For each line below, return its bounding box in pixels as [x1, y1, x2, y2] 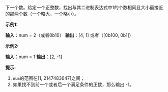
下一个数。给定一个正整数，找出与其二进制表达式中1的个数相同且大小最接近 [5, 5, 163, 10]
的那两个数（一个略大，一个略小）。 [5, 11, 79, 17]
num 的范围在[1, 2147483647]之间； [12, 75, 85, 81]
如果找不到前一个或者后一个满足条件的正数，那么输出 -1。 [12, 81, 134, 87]
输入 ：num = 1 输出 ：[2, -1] [5, 54, 63, 60]
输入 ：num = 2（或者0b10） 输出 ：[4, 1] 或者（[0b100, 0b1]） [5, 32, 134, 38]
